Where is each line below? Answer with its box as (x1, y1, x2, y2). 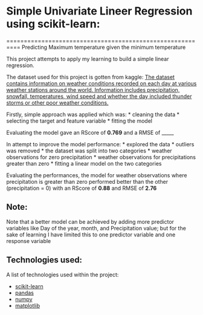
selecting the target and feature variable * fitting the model (6, 117, 153, 125)
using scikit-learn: (6, 17, 101, 31)
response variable (6, 237, 51, 244)
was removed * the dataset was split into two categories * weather (6, 147, 172, 154)
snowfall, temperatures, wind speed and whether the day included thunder (6, 93, 192, 100)
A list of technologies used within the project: (6, 271, 119, 278)
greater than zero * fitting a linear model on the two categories (6, 160, 162, 167)
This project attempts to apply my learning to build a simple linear (6, 55, 169, 62)
